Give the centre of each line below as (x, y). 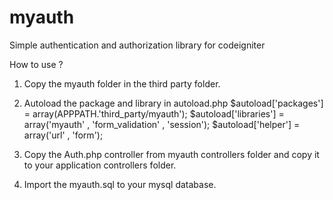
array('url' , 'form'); (63, 135)
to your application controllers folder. (100, 165)
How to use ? (36, 64)
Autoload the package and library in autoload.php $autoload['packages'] (173, 103)
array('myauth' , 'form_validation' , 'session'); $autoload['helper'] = (162, 124)
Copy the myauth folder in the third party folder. (122, 83)
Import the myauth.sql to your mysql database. (120, 184)
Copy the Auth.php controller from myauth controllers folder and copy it (171, 154)
